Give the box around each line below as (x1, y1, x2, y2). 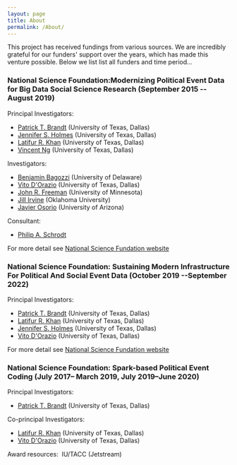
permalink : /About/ (7, 23, 65, 30)
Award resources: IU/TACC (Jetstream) (7, 450, 122, 459)
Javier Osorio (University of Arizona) (17, 203, 125, 211)
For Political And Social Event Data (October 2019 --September (7, 270, 227, 280)
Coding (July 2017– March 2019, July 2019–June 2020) (7, 372, 200, 382)
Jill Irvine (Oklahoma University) (17, 195, 111, 204)
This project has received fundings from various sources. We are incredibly (7, 43, 226, 52)
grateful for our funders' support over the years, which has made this (7, 50, 209, 59)
